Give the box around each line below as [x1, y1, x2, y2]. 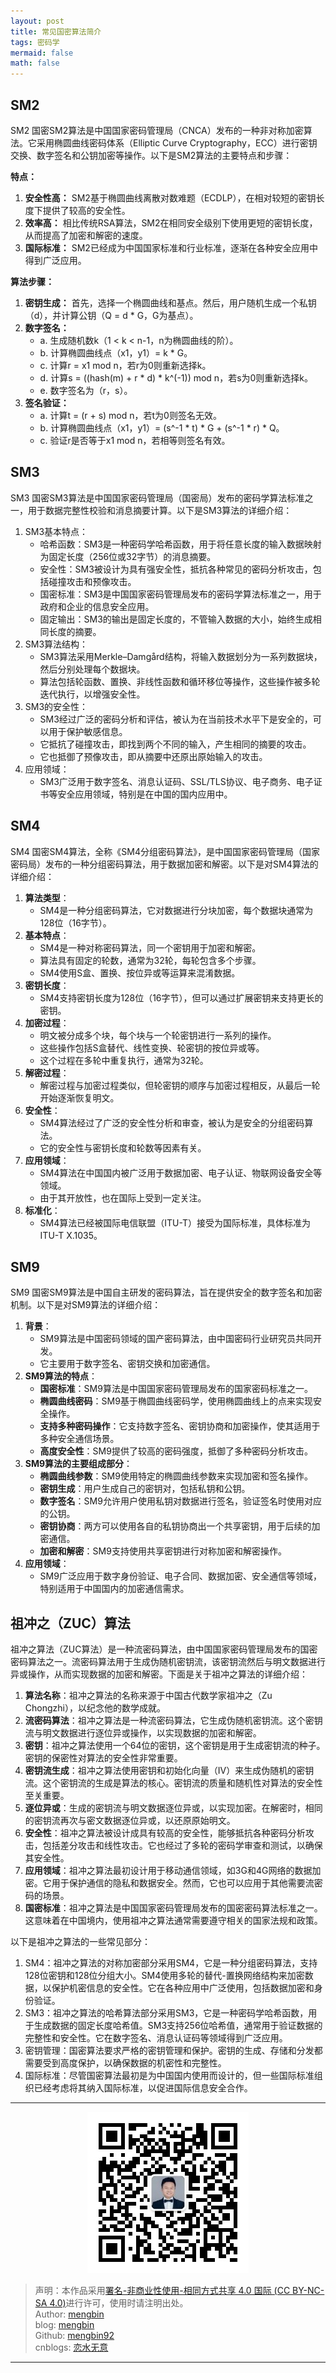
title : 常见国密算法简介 [10, 26, 102, 37]
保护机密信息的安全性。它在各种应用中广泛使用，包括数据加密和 [51, 1982, 315, 1994]
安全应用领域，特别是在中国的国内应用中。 [57, 788, 233, 800]
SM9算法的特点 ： [24, 1370, 98, 1382]
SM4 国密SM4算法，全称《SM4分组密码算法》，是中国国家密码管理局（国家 [10, 845, 320, 857]
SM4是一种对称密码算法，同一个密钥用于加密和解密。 [39, 941, 262, 954]
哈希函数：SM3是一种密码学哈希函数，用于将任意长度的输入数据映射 [39, 538, 322, 550]
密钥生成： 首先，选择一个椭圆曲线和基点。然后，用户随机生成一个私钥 [24, 296, 317, 309]
